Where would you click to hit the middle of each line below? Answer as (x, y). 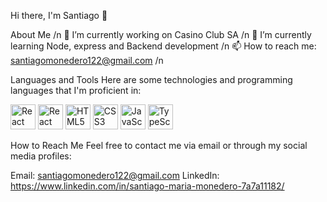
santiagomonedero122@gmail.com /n (87, 60)
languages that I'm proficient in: (76, 90)
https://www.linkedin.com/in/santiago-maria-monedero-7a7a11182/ (147, 186)
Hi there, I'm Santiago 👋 (59, 15)
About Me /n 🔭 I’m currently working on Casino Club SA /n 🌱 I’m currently (161, 34)
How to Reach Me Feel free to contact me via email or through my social (159, 145)
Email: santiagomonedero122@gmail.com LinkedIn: (115, 175)
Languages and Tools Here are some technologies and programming (151, 79)
